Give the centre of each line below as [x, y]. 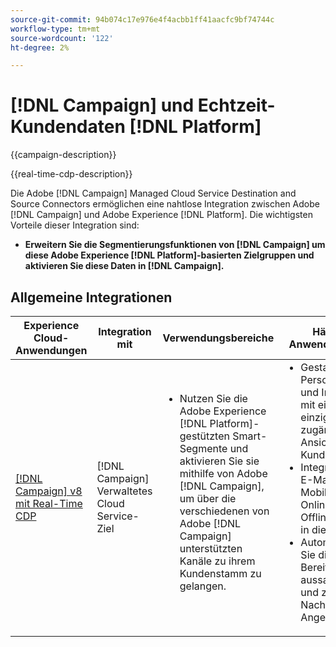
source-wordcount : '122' [62, 38]
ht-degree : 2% [40, 47]
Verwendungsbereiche [218, 338]
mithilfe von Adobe [223, 473]
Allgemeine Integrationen [91, 297]
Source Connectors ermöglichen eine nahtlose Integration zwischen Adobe [165, 204]
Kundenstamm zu [220, 573]
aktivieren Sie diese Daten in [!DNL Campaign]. [124, 266]
